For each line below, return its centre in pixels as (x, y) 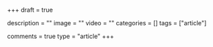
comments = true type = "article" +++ (61, 36)
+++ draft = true (30, 10)
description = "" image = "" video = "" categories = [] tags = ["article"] (107, 23)
